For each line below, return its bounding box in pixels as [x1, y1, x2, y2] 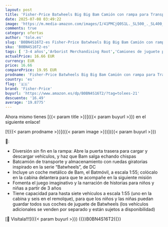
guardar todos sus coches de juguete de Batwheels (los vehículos [12, 201, 148, 207]
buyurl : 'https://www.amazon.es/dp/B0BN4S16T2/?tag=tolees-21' [5, 91, 140, 96]
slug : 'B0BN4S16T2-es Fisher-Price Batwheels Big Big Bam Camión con [5, 40, 153, 45]
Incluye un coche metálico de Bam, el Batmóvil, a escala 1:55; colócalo [12, 169, 158, 175]
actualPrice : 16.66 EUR [5, 53, 55, 59]
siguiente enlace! [5, 119, 40, 125]
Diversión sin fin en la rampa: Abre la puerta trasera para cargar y [12, 148, 148, 154]
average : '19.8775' [5, 100, 46, 105]
